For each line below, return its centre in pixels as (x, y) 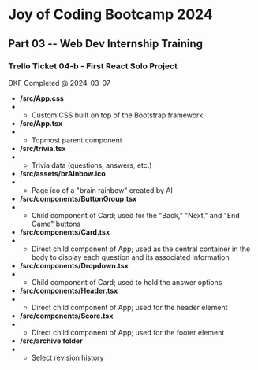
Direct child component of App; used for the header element (129, 307)
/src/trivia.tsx (43, 148)
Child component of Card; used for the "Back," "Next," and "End (136, 215)
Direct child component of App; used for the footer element (128, 332)
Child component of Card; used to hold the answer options (127, 282)
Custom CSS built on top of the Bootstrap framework (117, 115)
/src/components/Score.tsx (66, 316)
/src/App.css (42, 98)
